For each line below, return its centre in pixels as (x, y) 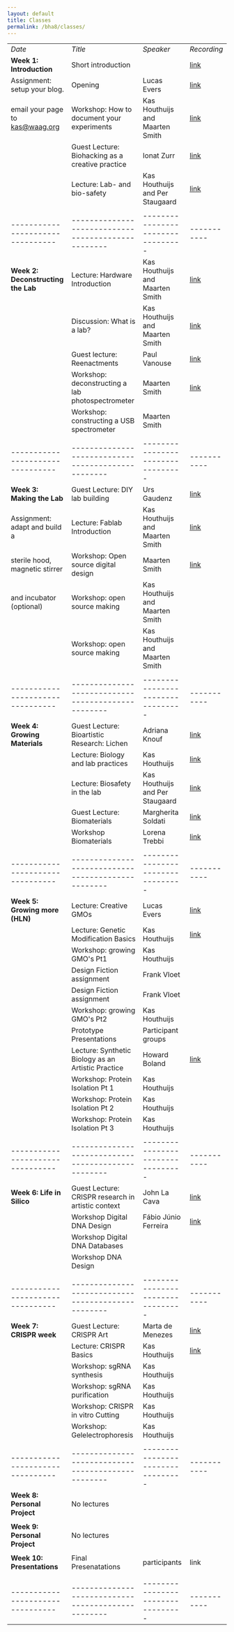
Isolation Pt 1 (93, 1088)
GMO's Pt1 (89, 959)
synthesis (87, 1375)
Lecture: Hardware (102, 275)
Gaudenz (157, 498)
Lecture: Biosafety (101, 784)
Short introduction (101, 65)
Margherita (161, 812)
